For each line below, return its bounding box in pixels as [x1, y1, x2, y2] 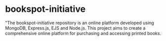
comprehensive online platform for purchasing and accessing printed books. [5, 30, 162, 36]
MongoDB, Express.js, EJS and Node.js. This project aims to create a [5, 25, 146, 31]
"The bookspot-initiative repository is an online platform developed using [5, 20, 155, 26]
